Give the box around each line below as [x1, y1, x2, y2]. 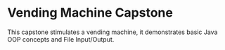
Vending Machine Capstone [7, 5, 174, 21]
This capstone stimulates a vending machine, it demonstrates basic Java [7, 28, 218, 36]
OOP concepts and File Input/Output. [7, 35, 115, 43]
